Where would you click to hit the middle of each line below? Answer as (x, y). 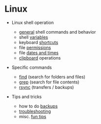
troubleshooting (35, 111)
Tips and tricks (27, 97)
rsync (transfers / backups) (46, 87)
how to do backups (38, 106)
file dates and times (39, 53)
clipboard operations (40, 58)
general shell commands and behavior (57, 32)
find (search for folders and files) (52, 77)
